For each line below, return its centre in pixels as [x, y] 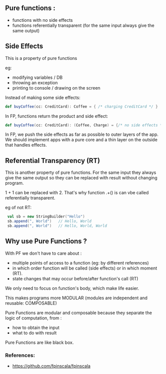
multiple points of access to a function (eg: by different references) [81, 263]
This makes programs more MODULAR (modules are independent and [76, 298]
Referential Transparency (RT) [53, 160]
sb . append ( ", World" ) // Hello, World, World [57, 226]
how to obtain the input [36, 327]
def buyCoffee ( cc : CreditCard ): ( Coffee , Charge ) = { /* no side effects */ [85, 125]
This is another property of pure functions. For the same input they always [81, 172]
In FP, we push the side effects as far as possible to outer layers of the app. [82, 134]
